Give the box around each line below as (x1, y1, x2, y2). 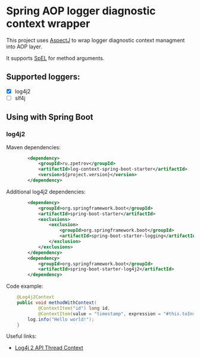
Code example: (6, 282, 43, 290)
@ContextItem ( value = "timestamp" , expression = (37, 310, 161, 317)
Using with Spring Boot (6, 112, 93, 122)
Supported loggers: (6, 72, 80, 82)
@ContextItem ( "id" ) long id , (37, 305, 111, 311)
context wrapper (6, 17, 90, 30)
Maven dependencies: (6, 143, 61, 150)
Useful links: (6, 333, 37, 340)
